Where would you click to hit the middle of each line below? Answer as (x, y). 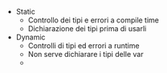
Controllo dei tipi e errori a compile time (93, 20)
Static (26, 12)
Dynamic (31, 37)
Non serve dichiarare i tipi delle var (86, 54)
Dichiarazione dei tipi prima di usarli (87, 28)
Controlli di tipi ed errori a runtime (83, 46)
